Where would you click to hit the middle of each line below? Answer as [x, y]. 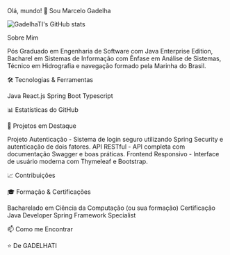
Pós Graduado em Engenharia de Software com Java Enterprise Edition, [110, 51]
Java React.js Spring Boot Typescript [60, 96]
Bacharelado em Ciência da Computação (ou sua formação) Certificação [111, 208]
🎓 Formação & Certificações [49, 192]
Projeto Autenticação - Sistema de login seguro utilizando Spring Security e [115, 139]
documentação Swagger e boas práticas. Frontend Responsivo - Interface [113, 154]
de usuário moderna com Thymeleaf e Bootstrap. [77, 161]
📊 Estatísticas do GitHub [43, 110]
